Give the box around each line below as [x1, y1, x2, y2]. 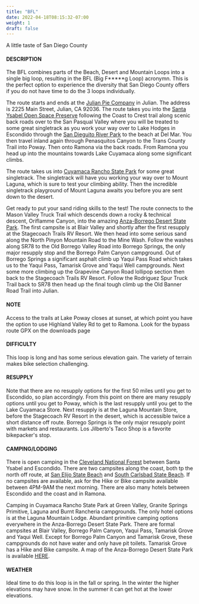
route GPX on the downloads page [6, 326, 91, 334]
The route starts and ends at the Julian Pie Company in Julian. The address [6, 99, 191, 106]
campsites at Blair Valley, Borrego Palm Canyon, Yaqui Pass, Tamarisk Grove [6, 527, 193, 534]
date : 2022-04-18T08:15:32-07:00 [6, 14, 89, 20]
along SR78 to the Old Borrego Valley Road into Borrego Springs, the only [6, 243, 186, 250]
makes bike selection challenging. [6, 360, 89, 367]
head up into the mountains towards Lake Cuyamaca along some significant [6, 150, 192, 157]
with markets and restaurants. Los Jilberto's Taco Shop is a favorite [6, 425, 171, 433]
